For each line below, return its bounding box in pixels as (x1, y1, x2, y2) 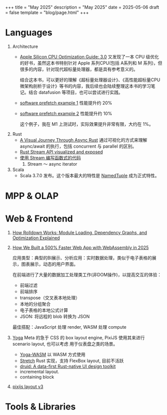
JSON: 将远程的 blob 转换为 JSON (19, 314, 90, 320)
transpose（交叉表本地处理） (19, 295, 80, 301)
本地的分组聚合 (19, 301, 51, 307)
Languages (5, 27, 52, 38)
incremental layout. (19, 369, 59, 375)
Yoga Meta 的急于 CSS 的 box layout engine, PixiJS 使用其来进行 (12, 335, 145, 341)
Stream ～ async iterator (27, 161, 77, 167)
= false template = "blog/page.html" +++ (5, 9, 89, 15)
